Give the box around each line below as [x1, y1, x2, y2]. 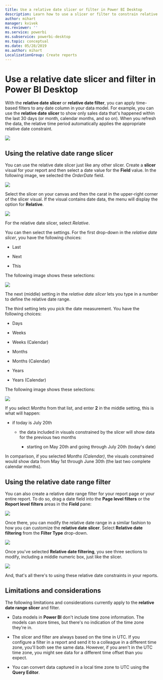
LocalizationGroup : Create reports [5, 52, 77, 58]
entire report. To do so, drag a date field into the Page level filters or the [5, 496, 150, 501]
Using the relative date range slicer [5, 149, 113, 158]
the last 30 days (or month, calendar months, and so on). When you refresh [5, 116, 156, 121]
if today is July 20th [12, 420, 52, 426]
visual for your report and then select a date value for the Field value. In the [5, 167, 157, 173]
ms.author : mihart [5, 48, 42, 53]
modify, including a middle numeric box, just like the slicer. [5, 554, 123, 560]
